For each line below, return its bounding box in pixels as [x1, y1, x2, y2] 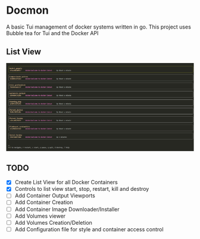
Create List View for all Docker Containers [14, 179, 118, 186]
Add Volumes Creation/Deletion [14, 219, 92, 226]
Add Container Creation [14, 199, 73, 206]
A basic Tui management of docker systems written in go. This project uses [6, 23, 192, 30]
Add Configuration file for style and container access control [14, 225, 164, 232]
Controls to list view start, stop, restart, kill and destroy [14, 185, 149, 193]
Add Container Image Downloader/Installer [14, 206, 120, 213]
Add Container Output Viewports [14, 192, 95, 199]
